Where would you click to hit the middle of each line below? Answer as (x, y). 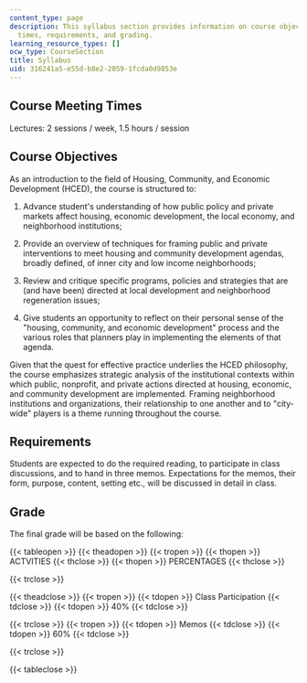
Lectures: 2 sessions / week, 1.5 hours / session (100, 128)
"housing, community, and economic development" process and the (151, 327)
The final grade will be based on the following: (97, 534)
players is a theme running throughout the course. (127, 413)
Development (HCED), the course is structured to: (103, 188)
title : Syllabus (40, 60)
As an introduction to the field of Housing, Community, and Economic (140, 178)
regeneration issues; (61, 300)
